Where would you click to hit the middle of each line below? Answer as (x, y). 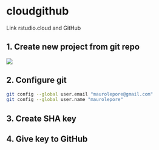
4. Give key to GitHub (47, 139)
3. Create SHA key (42, 118)
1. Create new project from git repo (73, 47)
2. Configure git (36, 80)
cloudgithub (38, 11)
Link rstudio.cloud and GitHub (43, 28)
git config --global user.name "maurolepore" (65, 100)
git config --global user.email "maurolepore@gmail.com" (80, 94)
